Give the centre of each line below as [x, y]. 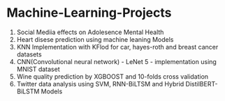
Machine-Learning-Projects [89, 13]
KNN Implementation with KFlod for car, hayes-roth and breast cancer [117, 47]
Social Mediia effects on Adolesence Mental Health [90, 32]
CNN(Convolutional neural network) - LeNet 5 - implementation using [117, 61]
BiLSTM [28, 91]
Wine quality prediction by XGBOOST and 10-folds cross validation [112, 76]
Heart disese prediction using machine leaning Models [95, 39]
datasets [29, 54]
